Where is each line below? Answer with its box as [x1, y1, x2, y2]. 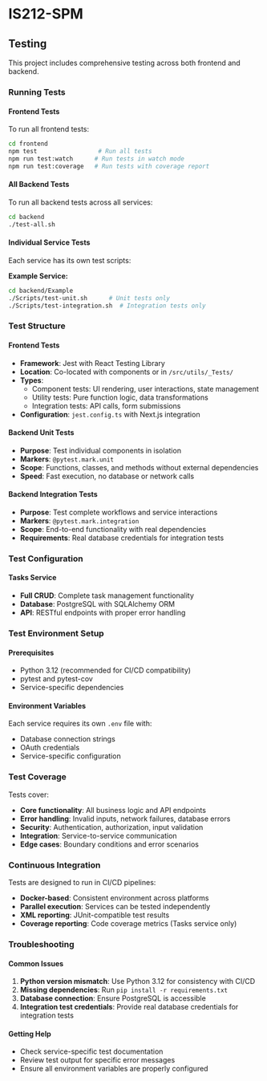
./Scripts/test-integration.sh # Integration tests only [8, 302, 206, 310]
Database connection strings [19, 734, 116, 744]
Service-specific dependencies [19, 683, 124, 693]
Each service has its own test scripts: [8, 255, 131, 265]
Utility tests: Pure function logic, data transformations [31, 392, 208, 402]
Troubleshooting [8, 938, 75, 949]
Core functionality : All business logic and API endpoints [19, 805, 207, 815]
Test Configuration [8, 553, 83, 564]
